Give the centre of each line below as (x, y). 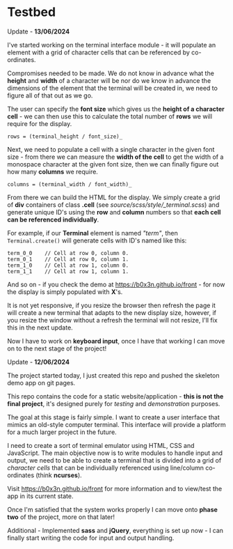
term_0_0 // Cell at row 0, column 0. (68, 253)
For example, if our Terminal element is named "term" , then (93, 233)
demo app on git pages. (41, 382)
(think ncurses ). (59, 475)
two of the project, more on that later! (61, 517)
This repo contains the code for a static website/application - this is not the (115, 396)
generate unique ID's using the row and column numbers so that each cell (114, 212)
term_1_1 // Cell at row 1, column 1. (68, 271)
